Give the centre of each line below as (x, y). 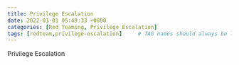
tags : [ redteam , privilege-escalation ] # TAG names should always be (117, 34)
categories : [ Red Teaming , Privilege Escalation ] (83, 27)
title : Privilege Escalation (51, 14)
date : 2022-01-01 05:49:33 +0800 (57, 20)
